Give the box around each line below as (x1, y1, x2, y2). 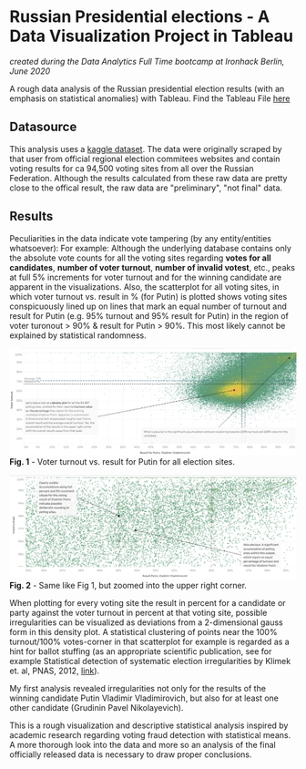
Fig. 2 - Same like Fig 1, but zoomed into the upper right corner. (9, 579, 248, 590)
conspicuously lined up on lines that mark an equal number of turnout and (9, 301, 287, 312)
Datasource (9, 119, 77, 135)
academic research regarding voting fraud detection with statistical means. (9, 729, 291, 740)
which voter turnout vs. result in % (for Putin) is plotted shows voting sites (9, 291, 288, 302)
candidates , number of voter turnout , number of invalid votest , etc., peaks (9, 261, 296, 272)
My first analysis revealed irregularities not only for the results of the (9, 682, 267, 693)
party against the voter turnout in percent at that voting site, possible (9, 607, 268, 618)
